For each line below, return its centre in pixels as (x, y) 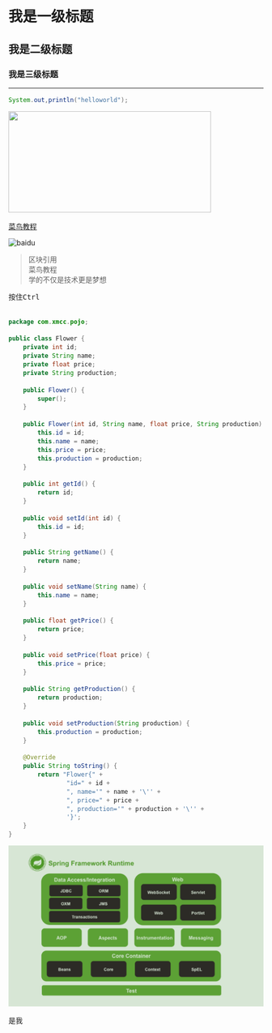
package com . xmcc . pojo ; (49, 322)
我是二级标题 (40, 49)
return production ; (70, 698)
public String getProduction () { (79, 689)
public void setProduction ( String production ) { (106, 723)
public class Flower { (47, 339)
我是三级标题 (34, 74)
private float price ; (59, 365)
